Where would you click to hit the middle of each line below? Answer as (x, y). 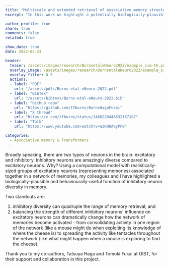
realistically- (143, 165)
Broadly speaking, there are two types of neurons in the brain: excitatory (80, 154)
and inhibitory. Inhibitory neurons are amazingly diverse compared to (77, 160)
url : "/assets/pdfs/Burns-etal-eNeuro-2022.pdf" (66, 89)
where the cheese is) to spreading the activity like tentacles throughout (86, 233)
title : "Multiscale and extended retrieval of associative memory (76, 10)
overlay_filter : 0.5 (31, 75)
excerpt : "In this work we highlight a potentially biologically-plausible (86, 15)
